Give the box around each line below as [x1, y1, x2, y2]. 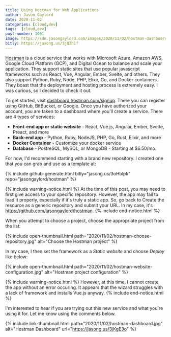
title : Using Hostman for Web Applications [5, 7, 99, 13]
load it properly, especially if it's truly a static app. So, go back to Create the [5, 196, 164, 203]
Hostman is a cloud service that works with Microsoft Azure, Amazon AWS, [5, 55, 163, 61]
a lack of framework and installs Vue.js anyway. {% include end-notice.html [5, 289, 164, 296]
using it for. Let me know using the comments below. [5, 310, 116, 317]
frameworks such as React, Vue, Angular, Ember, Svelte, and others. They [5, 71, 160, 77]
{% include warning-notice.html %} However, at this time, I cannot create [5, 279, 159, 285]
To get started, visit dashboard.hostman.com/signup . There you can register [5, 97, 165, 103]
